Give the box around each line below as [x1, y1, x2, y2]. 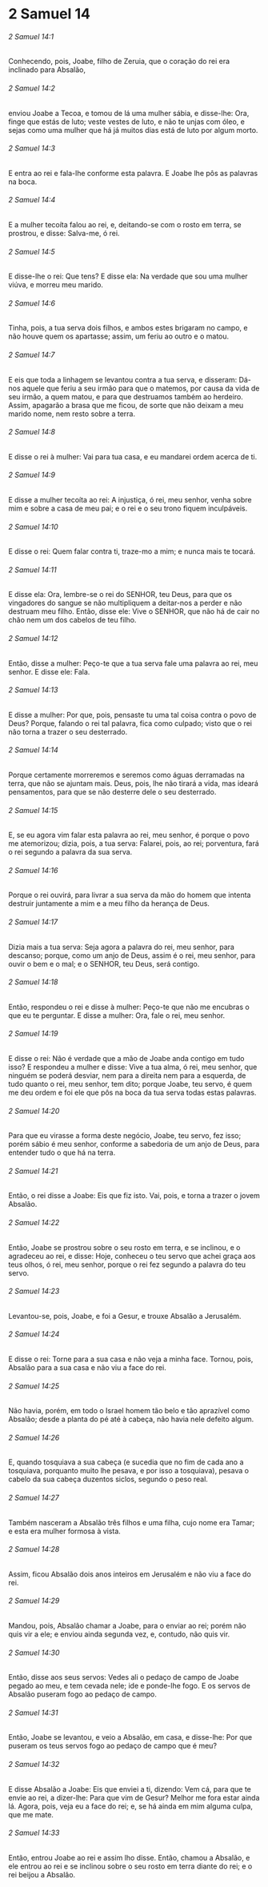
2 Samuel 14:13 [8, 685, 58, 695]
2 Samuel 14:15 [8, 805, 58, 815]
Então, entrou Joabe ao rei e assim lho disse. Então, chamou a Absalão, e [8, 1853, 250, 1862]
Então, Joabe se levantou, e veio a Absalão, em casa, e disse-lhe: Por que [8, 1733, 253, 1742]
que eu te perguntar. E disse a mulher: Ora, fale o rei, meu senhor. [8, 1010, 226, 1020]
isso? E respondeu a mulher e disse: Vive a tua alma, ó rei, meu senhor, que [8, 1062, 258, 1072]
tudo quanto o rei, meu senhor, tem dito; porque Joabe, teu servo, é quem [8, 1080, 252, 1089]
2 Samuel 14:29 [8, 1596, 60, 1605]
